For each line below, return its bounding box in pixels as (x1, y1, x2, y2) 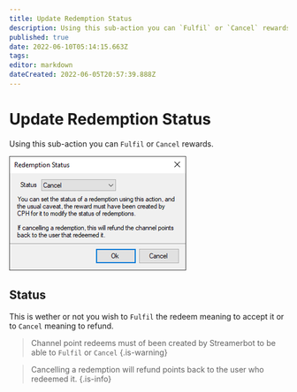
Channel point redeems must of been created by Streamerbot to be (30, 337, 277, 348)
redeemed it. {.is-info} (30, 373, 112, 384)
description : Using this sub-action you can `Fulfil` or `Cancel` (9, 23, 259, 33)
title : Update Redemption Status (9, 14, 133, 23)
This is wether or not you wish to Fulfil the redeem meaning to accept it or (9, 311, 285, 321)
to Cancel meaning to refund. (9, 320, 114, 331)
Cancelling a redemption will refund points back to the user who (30, 364, 264, 374)
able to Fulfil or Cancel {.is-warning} (30, 347, 168, 358)
